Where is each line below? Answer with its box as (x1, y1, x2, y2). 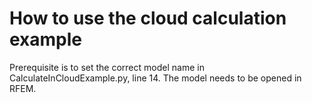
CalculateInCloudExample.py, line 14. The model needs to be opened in (9, 72, 302, 84)
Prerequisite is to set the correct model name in (9, 61, 205, 73)
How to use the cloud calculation (9, 7, 287, 30)
